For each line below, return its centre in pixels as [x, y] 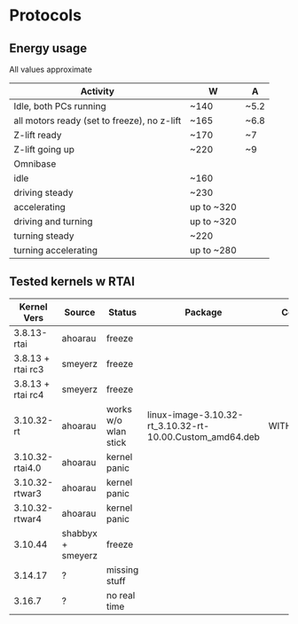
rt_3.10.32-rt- [179, 425]
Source [80, 312]
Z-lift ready [38, 135]
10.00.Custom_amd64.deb [204, 437]
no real [121, 595]
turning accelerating [56, 250]
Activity [98, 91]
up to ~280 [213, 250]
